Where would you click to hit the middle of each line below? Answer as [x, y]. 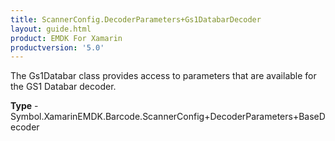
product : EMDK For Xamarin [66, 38]
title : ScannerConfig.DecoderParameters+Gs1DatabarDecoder [136, 19]
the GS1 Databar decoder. [63, 87]
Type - [24, 106]
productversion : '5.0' [57, 47]
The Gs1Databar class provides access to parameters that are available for [163, 76]
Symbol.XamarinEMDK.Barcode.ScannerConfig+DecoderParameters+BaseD [168, 117]
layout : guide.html [51, 29]
